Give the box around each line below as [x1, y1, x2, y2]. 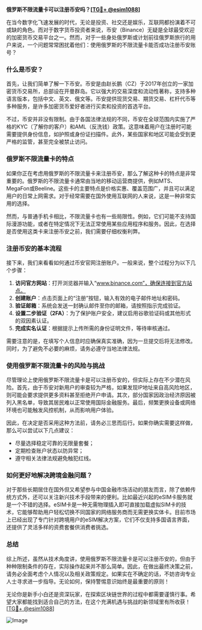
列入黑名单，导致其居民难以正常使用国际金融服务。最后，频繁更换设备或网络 [6, 399, 196, 406]
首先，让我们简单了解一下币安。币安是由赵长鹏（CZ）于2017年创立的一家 [6, 80, 189, 87]
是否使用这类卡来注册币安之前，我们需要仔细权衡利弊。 [6, 227, 143, 235]
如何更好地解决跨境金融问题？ [6, 471, 93, 480]
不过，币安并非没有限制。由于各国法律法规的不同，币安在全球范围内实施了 [6, 116, 191, 123]
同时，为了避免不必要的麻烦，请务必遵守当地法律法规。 [6, 345, 143, 352]
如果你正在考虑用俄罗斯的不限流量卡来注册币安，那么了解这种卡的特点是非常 [6, 169, 196, 177]
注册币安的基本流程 [6, 244, 62, 253]
